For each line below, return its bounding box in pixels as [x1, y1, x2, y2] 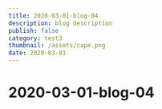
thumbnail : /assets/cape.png [8, 42, 106, 50]
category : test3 [8, 34, 63, 42]
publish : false [8, 26, 59, 34]
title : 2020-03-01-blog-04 [8, 11, 99, 20]
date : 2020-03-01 [8, 49, 67, 57]
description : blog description [8, 19, 113, 27]
